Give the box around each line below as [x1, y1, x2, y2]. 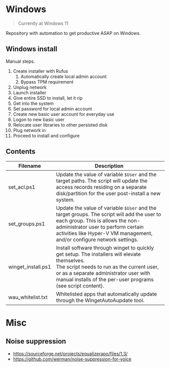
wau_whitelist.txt [8, 294, 48, 301]
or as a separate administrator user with [55, 269, 150, 276]
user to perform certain [88, 223, 144, 230]
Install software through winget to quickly [55, 244, 154, 251]
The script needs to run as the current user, [55, 263, 159, 270]
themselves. [55, 257, 85, 264]
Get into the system [13, 100, 54, 106]
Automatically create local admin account [20, 73, 107, 79]
